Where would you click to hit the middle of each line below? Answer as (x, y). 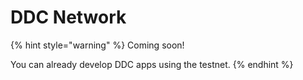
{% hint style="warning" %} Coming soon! (97, 45)
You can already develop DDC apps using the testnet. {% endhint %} (152, 64)
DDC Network (68, 17)
